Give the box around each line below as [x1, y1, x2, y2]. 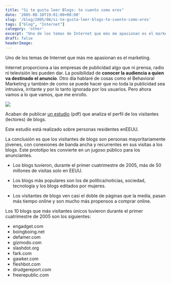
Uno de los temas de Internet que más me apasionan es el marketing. [5, 54, 151, 61]
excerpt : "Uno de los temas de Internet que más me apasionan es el [5, 31, 154, 36]
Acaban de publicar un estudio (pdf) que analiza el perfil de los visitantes [5, 110, 159, 117]
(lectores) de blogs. [5, 116, 47, 122]
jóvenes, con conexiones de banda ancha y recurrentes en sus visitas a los [5, 141, 163, 148]
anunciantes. [5, 152, 33, 158]
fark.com [12, 250, 32, 256]
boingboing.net [12, 229, 45, 235]
